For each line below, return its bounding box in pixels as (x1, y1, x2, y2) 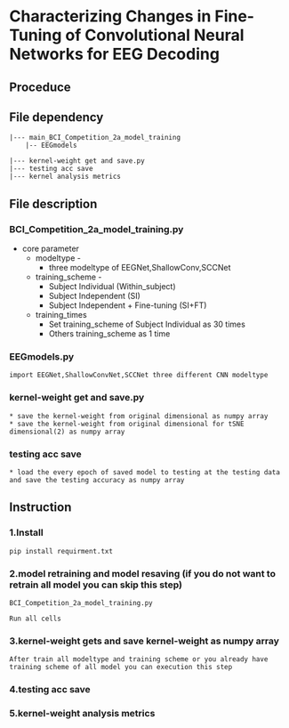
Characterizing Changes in (9, 6, 212, 27)
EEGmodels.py (9, 351, 75, 362)
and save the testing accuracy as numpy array (9, 475, 185, 484)
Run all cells (9, 614, 62, 623)
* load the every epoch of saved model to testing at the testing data (9, 467, 280, 477)
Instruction (9, 500, 72, 515)
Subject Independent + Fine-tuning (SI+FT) (48, 300, 207, 311)
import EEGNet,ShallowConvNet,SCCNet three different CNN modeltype (9, 371, 269, 380)
